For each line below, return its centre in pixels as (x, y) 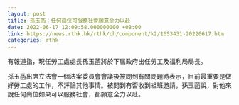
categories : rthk (33, 40)
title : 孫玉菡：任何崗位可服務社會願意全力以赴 (69, 21)
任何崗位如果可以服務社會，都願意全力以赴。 (79, 94)
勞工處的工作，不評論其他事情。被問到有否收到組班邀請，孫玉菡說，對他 (119, 85)
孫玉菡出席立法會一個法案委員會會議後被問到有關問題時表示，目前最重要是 (116, 77)
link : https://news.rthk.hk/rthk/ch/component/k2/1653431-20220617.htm (116, 34)
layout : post (27, 14)
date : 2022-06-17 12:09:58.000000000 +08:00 (74, 27)
